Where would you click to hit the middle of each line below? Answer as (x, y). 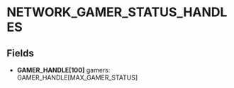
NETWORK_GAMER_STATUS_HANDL (117, 12)
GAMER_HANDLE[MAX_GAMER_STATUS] (77, 77)
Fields (21, 53)
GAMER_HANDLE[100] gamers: (63, 70)
